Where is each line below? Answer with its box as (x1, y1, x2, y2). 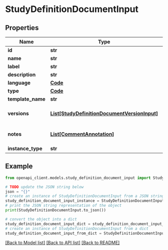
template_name (7, 96, 46, 102)
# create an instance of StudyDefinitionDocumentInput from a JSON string (5, 194, 164, 199)
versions (7, 110, 29, 117)
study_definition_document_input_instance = (5, 198, 99, 203)
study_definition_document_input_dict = (5, 221, 91, 226)
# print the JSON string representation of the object (5, 203, 122, 208)
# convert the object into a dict (5, 216, 77, 221)
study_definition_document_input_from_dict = (5, 230, 101, 236)
